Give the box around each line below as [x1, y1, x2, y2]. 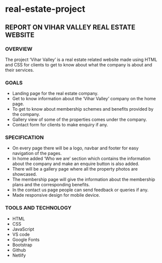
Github [12, 247, 26, 253]
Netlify [12, 252, 26, 258]
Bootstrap [12, 242, 32, 248]
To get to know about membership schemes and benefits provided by [12, 106, 154, 112]
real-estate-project [5, 3, 85, 15]
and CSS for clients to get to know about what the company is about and [5, 61, 153, 67]
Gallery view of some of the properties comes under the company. [12, 117, 147, 122]
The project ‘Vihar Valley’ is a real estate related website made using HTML [5, 57, 158, 62]
